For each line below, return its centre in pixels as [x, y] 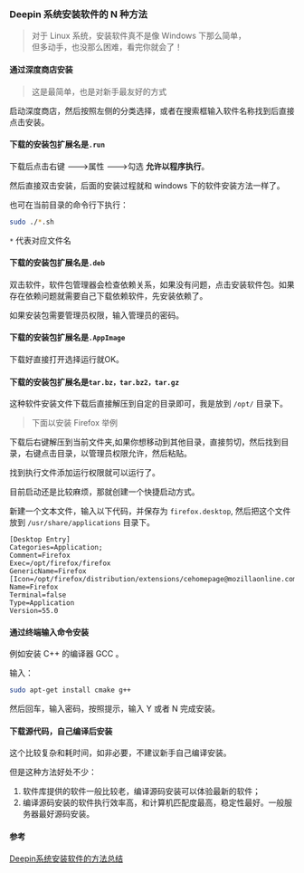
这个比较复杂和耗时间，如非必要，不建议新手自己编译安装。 [120, 753]
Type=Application [42, 603]
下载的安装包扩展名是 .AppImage [67, 338]
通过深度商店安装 [41, 69]
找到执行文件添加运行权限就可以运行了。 [85, 473]
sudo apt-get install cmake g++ [70, 690]
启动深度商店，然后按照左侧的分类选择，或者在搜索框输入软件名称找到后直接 [152, 110]
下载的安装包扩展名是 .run [57, 144]
